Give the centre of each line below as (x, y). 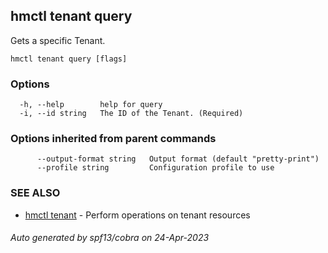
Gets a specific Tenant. (58, 40)
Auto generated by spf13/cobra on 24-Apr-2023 (110, 238)
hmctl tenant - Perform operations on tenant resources (137, 215)
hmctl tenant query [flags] (69, 59)
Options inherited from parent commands (113, 139)
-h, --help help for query (91, 105)
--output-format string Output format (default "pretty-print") (178, 159)
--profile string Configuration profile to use (155, 168)
